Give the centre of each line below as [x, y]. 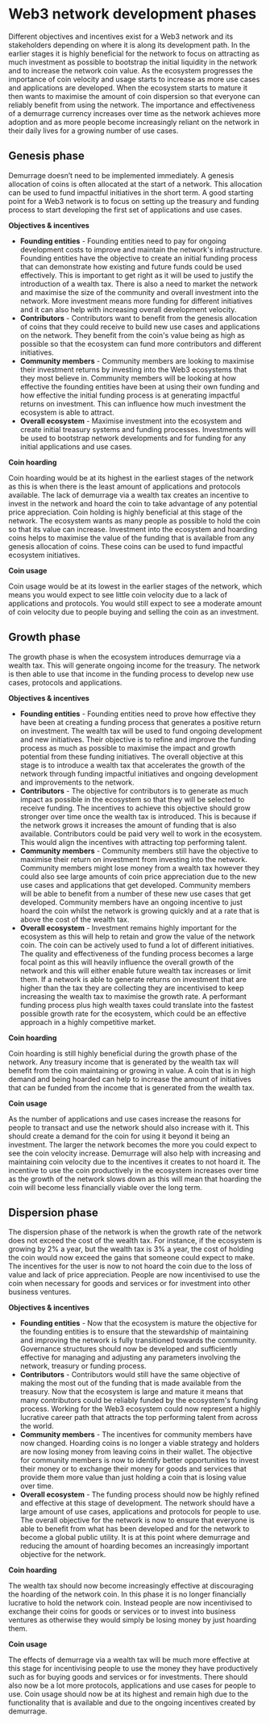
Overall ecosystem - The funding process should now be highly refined [139, 1495]
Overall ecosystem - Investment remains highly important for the [128, 927]
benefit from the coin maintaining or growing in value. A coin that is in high [132, 1070]
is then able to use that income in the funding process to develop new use [131, 673]
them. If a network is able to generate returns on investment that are [133, 979]
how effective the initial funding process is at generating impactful [130, 395]
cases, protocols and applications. [65, 682]
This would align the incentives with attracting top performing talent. [133, 842]
